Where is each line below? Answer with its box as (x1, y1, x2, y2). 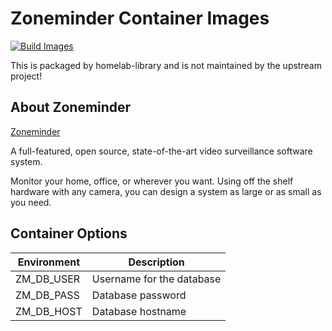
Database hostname (91, 304, 187, 318)
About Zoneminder (10, 99, 132, 116)
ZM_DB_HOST (15, 304, 83, 318)
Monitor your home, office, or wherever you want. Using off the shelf (10, 175, 294, 187)
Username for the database (91, 272, 222, 286)
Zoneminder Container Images (10, 7, 270, 30)
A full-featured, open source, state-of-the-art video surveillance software (10, 145, 313, 157)
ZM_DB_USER (15, 272, 81, 286)
